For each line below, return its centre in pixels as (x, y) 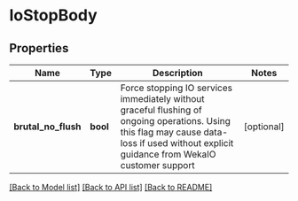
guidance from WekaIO (168, 154)
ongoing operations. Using (175, 121)
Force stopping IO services (176, 88)
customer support (157, 165)
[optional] (264, 127)
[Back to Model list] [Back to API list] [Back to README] (111, 187)
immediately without (162, 99)
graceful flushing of (161, 110)
